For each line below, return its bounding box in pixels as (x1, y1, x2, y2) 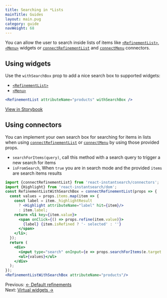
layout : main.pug (5, 16, 41, 21)
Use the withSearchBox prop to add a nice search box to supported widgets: (5, 72, 161, 78)
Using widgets (5, 59, 51, 68)
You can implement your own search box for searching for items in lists (5, 134, 151, 140)
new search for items (12, 159, 56, 165)
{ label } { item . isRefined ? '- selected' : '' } (23, 222, 122, 227)
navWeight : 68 (5, 26, 35, 31)
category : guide (5, 21, 39, 26)
